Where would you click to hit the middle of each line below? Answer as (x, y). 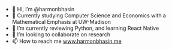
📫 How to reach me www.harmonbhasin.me (67, 41)
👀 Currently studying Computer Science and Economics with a (89, 15)
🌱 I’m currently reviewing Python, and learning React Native (85, 28)
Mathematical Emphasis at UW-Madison (61, 22)
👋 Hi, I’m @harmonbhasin (43, 9)
